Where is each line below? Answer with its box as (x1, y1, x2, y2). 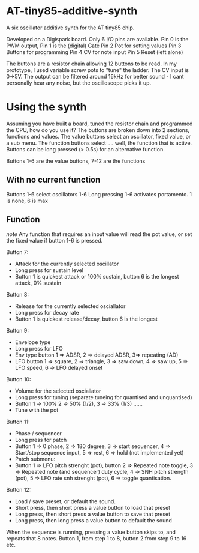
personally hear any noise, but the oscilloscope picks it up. (6, 79, 152, 86)
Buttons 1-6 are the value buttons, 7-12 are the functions (6, 157, 146, 165)
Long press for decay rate (14, 309, 79, 316)
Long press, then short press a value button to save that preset (14, 510, 171, 518)
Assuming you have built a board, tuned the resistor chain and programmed (6, 120, 193, 127)
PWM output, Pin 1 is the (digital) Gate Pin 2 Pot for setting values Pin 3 (6, 42, 182, 49)
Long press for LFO (14, 345, 63, 352)
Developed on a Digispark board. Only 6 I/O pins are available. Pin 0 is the (6, 35, 189, 43)
